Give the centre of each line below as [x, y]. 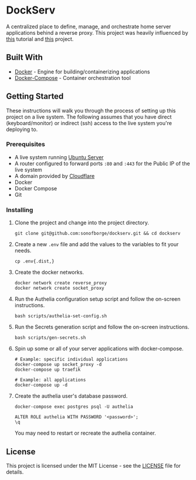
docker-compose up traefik [48, 370]
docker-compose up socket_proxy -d [58, 365]
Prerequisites [26, 145]
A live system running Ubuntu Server [59, 157]
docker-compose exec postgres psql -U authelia [74, 407]
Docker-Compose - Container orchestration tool [72, 78]
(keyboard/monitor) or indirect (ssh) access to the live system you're [89, 123]
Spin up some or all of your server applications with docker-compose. [99, 349]
